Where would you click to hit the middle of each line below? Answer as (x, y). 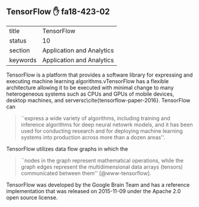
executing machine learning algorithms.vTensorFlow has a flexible (88, 81)
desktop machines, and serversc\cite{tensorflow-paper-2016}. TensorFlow (98, 100)
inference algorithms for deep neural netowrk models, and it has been (107, 124)
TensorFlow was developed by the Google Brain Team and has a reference (98, 185)
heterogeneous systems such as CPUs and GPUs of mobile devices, (90, 94)
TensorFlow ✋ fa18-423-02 (58, 12)
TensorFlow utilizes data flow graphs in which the (67, 149)
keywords (23, 60)
